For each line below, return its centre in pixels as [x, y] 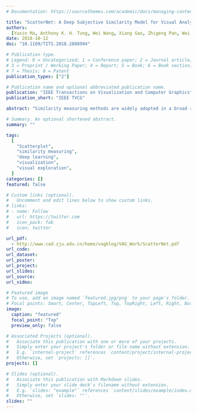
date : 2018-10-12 [27, 39]
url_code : [18, 249]
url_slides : [21, 271]
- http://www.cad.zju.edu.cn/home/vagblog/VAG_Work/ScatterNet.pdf [96, 244]
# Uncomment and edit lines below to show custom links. [80, 200]
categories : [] [25, 179]
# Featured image [27, 293]
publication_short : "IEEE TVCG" [45, 98]
